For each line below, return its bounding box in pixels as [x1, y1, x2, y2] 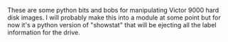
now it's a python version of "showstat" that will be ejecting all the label [7, 21, 217, 29]
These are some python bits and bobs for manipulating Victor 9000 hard [7, 6, 219, 14]
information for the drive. [7, 28, 80, 36]
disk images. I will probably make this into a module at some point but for [7, 13, 222, 22]
